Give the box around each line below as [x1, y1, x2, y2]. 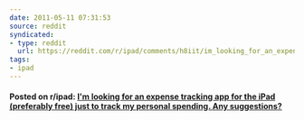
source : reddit [9, 22, 67, 31]
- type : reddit [9, 38, 67, 48]
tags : [9, 55, 30, 64]
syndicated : [9, 30, 54, 39]
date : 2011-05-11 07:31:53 [9, 13, 111, 23]
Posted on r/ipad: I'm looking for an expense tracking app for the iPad [9, 91, 276, 102]
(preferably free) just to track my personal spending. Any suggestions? [9, 101, 282, 112]
